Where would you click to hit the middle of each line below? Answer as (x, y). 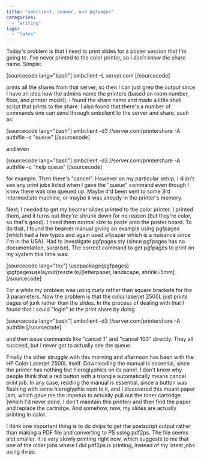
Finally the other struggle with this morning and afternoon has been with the (100, 357)
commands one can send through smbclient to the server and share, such (97, 113)
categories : (21, 17)
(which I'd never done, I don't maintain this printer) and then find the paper (98, 402)
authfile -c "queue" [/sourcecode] (48, 137)
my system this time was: (37, 254)
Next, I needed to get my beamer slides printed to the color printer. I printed (100, 209)
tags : (13, 29)
